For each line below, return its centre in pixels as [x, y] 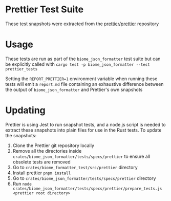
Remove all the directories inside [47, 151]
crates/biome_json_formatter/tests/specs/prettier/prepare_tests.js [87, 189]
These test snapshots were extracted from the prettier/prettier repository [82, 24]
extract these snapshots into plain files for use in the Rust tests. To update [83, 130]
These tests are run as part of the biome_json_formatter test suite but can [83, 59]
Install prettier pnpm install [42, 173]
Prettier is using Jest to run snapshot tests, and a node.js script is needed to [85, 124]
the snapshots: [21, 135]
